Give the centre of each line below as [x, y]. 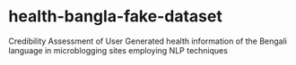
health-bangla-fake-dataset [116, 16]
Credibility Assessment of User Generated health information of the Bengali [148, 41]
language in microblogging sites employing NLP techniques [118, 50]
